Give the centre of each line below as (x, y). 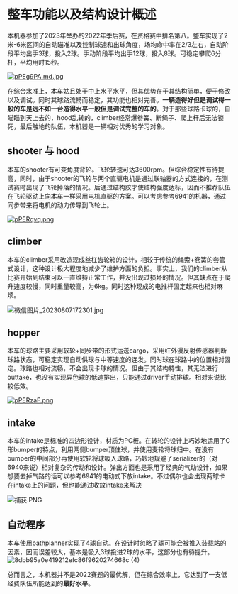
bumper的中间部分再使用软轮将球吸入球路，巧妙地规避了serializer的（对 (113, 458)
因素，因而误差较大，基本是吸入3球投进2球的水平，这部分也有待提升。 (110, 552)
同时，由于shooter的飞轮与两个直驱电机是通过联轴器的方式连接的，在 (121, 178)
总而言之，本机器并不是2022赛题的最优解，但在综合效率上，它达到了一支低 (118, 574)
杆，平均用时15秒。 (35, 62)
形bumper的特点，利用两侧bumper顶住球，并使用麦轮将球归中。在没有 (111, 450)
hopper (24, 332)
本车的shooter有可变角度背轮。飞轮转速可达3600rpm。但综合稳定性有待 (113, 169)
